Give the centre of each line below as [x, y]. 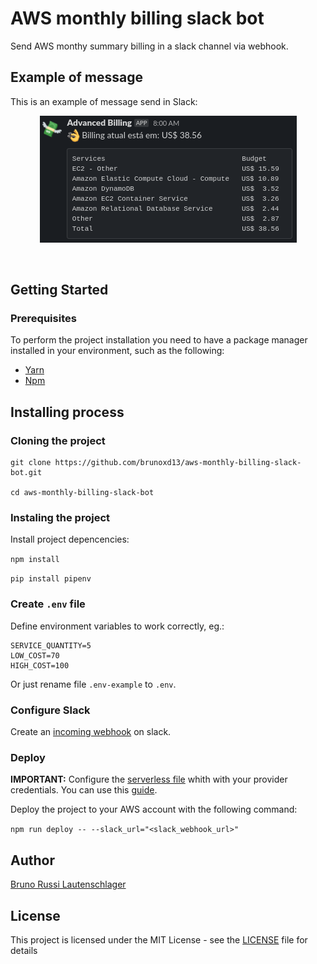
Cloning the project [58, 440]
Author [32, 860]
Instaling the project [60, 518]
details [24, 950]
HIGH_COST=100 [40, 665]
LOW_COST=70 [35, 655]
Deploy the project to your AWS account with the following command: [154, 809]
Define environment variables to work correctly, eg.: [117, 626]
